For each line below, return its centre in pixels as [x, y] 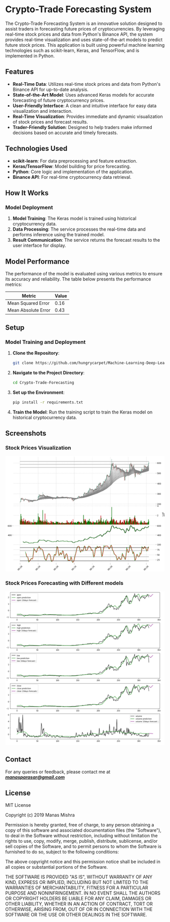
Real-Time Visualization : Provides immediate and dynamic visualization [88, 116]
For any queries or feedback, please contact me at [58, 772]
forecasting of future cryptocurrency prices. [58, 100]
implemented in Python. [30, 56]
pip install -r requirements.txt [48, 402]
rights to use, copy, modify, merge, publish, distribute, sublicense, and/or [81, 841]
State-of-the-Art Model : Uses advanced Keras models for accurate [83, 94]
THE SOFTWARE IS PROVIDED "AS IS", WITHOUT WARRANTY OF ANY [79, 877]
